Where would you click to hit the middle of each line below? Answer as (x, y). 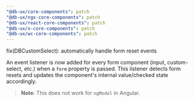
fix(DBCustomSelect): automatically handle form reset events (82, 51)
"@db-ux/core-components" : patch (48, 12)
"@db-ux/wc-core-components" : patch (52, 34)
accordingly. (22, 82)
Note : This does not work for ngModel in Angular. (81, 93)
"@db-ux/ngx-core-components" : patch (53, 17)
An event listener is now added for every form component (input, (86, 63)
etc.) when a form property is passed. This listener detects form (102, 69)
